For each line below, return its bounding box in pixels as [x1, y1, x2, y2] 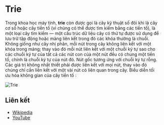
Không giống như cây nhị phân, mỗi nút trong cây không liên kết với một [5, 41, 151, 46]
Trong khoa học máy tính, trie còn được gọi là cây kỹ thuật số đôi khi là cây [5, 20, 158, 26]
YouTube [12, 115, 31, 121]
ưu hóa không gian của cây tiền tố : [5, 72, 77, 78]
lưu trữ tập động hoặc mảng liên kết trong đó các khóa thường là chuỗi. [5, 36, 149, 42]
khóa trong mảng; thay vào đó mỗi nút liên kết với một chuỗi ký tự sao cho [5, 46, 156, 52]
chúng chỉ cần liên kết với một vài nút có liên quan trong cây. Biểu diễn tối [5, 67, 155, 73]
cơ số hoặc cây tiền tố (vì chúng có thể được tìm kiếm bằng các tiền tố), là [5, 25, 156, 31]
